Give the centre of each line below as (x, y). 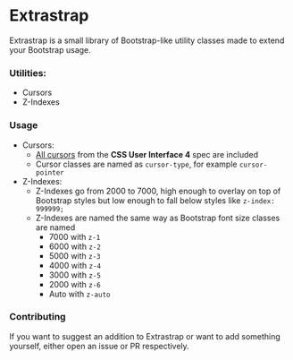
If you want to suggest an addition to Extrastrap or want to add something (145, 336)
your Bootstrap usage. (50, 49)
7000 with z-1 (75, 236)
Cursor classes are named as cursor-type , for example (136, 164)
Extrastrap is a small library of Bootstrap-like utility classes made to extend (147, 40)
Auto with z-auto (80, 294)
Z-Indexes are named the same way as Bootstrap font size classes (158, 218)
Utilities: (28, 73)
